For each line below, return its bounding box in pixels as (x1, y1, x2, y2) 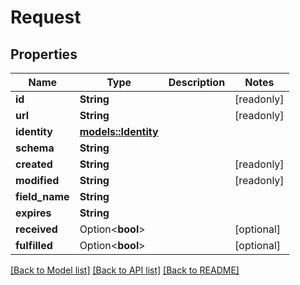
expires (15, 206, 52, 220)
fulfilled (15, 239, 53, 252)
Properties (10, 46, 78, 63)
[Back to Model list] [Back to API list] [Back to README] (10, 264, 240, 276)
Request (10, 6, 82, 29)
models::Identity (79, 125, 159, 138)
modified (15, 174, 60, 187)
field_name (15, 190, 70, 203)
